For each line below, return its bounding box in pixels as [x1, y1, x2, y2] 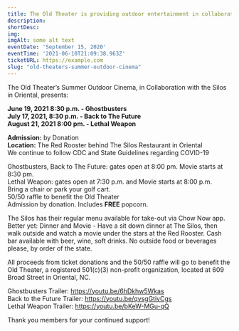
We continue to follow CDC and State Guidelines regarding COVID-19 [7, 148, 210, 157]
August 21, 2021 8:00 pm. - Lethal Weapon [7, 119, 137, 128]
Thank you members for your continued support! [7, 315, 151, 324]
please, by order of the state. [7, 243, 92, 253]
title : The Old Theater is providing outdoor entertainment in [7, 10, 199, 18]
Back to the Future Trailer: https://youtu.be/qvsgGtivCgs [7, 294, 172, 303]
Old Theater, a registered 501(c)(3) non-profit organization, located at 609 [7, 265, 224, 274]
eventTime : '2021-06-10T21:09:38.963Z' [7, 51, 126, 58]
